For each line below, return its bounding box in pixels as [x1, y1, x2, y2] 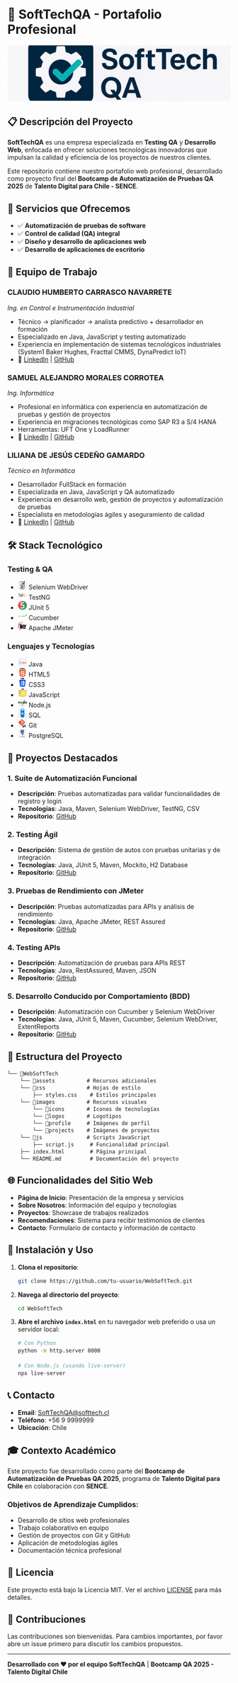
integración [17, 854, 51, 862]
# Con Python [17, 1340, 57, 1347]
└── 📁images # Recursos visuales [20, 1099, 147, 1106]
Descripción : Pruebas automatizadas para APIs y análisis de [17, 902, 195, 910]
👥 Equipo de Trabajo [7, 266, 98, 279]
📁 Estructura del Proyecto [7, 1051, 123, 1063]
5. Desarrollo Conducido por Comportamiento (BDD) [7, 991, 191, 1001]
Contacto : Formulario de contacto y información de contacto [17, 1223, 196, 1232]
